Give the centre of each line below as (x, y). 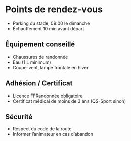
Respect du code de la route (42, 129)
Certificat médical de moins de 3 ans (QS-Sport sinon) (69, 101)
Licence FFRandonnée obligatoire (48, 96)
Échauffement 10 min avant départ (48, 28)
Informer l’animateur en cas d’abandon (53, 134)
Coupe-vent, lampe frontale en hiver (50, 67)
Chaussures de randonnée (40, 57)
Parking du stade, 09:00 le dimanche (51, 23)
